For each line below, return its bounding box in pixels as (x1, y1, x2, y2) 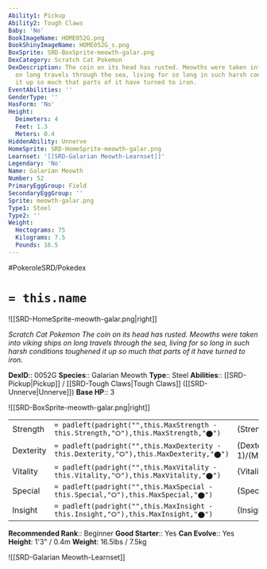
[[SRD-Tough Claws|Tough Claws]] (66, 379, 181, 388)
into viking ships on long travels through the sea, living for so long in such (8, 337, 250, 347)
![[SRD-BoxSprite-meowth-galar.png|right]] (8, 403, 151, 412)
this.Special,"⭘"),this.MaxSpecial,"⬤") (54, 490, 213, 499)
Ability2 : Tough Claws (8, 19, 83, 27)
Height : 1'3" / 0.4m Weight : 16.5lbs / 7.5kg (8, 536, 147, 546)
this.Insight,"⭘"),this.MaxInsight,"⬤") (54, 509, 213, 518)
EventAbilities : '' (8, 85, 73, 94)
